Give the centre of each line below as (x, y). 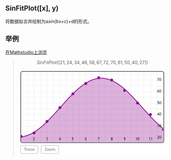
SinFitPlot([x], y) (32, 8)
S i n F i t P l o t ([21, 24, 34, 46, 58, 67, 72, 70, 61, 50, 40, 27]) (92, 62)
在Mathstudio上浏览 (26, 52)
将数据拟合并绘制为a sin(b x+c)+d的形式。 (49, 21)
